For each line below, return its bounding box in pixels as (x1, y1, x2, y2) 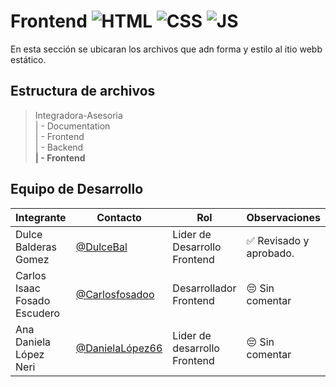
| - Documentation (34, 120, 111, 132)
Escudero (15, 306, 61, 320)
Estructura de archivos (10, 83, 156, 100)
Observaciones (246, 210, 321, 224)
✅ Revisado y (246, 233, 310, 247)
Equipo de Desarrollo (10, 181, 144, 198)
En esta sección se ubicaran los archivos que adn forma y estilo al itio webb (10, 43, 323, 55)
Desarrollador (172, 281, 237, 295)
